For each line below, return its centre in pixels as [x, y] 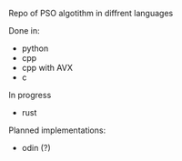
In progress [30, 95]
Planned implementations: [57, 130]
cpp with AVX [47, 68]
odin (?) [36, 148]
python [35, 48]
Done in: [24, 30]
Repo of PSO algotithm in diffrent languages [91, 13]
